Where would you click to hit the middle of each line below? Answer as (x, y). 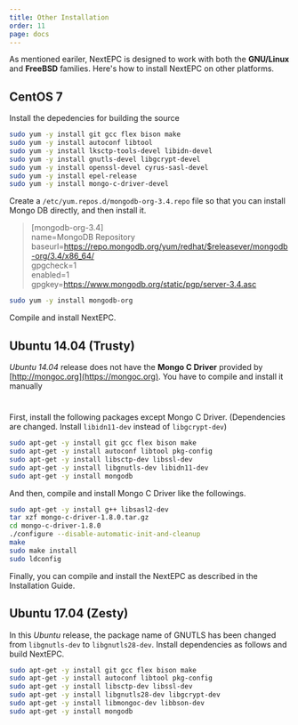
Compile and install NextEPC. (63, 318)
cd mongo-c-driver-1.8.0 (55, 526)
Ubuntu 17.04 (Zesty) (69, 613)
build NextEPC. (37, 654)
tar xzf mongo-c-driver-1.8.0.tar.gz (79, 518)
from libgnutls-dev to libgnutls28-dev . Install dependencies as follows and (148, 644)
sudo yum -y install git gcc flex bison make (95, 134)
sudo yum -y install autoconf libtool (81, 143)
